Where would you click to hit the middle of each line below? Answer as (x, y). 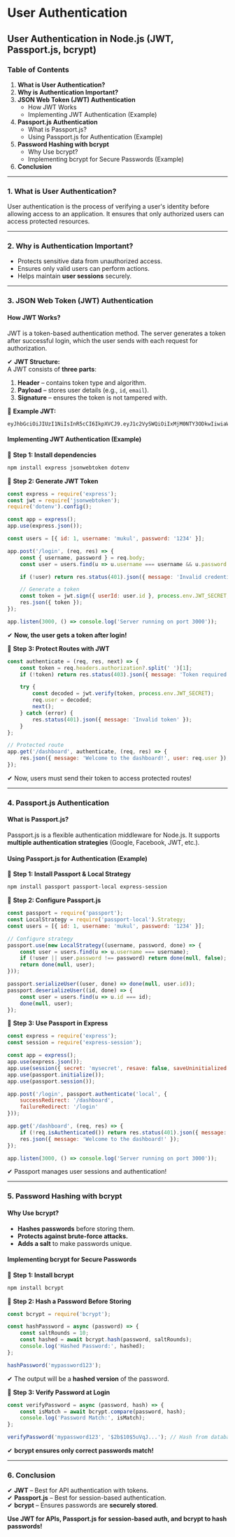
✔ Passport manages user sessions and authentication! (87, 1172)
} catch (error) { (47, 713)
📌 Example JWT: (32, 411)
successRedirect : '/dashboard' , (67, 1100)
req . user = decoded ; (62, 700)
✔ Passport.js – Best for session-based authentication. (87, 1498)
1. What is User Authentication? (62, 191)
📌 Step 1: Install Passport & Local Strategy (69, 874)
